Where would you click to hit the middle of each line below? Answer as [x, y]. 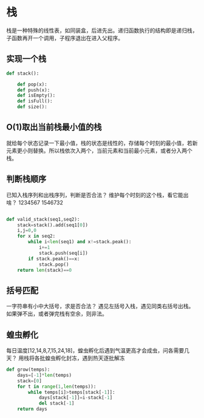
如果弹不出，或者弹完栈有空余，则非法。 [57, 314]
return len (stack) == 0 [44, 270]
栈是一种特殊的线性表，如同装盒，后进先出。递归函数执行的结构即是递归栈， [102, 30]
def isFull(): [35, 101]
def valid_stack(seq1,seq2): [43, 219]
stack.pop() [54, 265]
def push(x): [34, 90]
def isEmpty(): [36, 96]
